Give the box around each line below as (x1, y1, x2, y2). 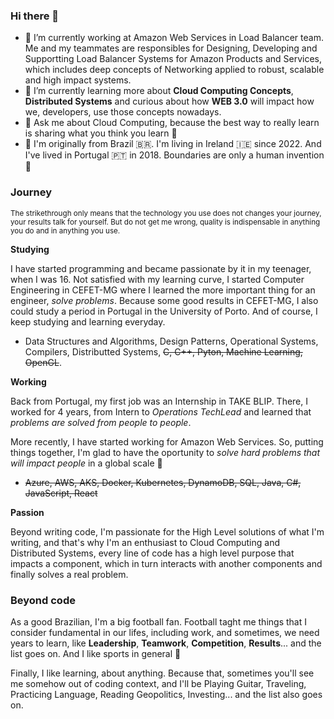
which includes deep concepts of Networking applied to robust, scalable (24, 64, 325, 76)
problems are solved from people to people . (10, 416, 192, 428)
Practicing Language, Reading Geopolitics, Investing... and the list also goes (10, 688, 323, 700)
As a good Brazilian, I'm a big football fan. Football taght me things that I (10, 615, 307, 628)
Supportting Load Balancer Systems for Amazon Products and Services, (24, 53, 322, 65)
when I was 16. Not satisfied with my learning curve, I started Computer (10, 273, 305, 285)
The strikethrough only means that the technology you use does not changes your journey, (10, 208, 322, 218)
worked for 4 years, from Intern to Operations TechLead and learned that (10, 405, 312, 418)
